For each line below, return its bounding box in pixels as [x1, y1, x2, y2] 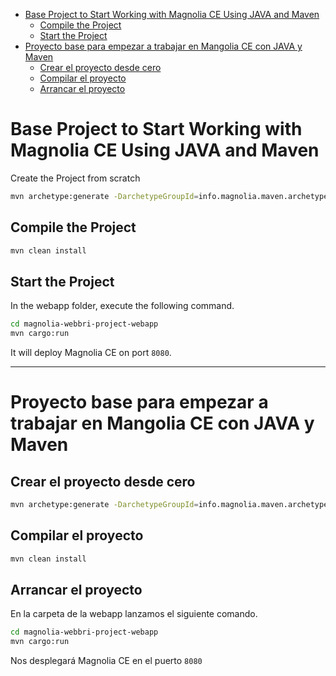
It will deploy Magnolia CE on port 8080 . [10, 347, 172, 359]
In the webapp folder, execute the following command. [10, 300, 235, 312]
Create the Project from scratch [10, 172, 141, 184]
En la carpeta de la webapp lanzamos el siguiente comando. [10, 608, 258, 620]
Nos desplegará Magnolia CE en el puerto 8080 [10, 655, 203, 667]
